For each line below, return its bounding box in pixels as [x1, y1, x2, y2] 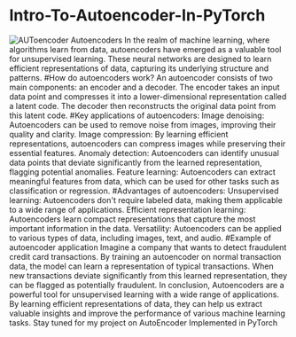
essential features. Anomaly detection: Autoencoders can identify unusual [9, 147, 279, 158]
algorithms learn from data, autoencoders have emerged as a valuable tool [9, 43, 282, 54]
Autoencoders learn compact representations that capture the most [9, 214, 256, 224]
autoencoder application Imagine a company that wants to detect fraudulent [9, 241, 287, 253]
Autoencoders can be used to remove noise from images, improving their [9, 119, 277, 129]
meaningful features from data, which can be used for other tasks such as [9, 176, 280, 186]
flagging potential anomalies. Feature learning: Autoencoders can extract [9, 166, 277, 177]
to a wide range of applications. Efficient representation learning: [9, 204, 246, 215]
